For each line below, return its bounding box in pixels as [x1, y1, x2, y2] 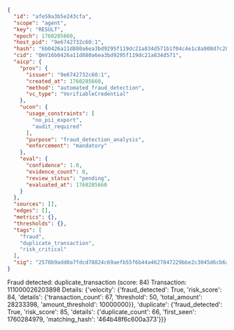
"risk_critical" [19, 246, 68, 253]
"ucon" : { [19, 104, 49, 111]
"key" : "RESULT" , [13, 26, 64, 33]
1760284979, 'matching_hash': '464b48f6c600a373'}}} [7, 315, 167, 323]
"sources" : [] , [13, 201, 58, 208]
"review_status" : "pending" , [25, 175, 111, 182]
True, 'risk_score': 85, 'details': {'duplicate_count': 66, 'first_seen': [7, 307, 196, 316]
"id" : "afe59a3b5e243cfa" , [13, 13, 92, 20]
